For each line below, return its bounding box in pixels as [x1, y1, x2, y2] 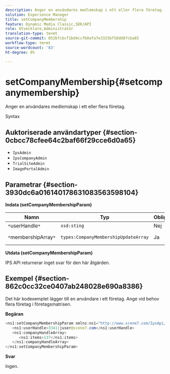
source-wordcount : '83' [5, 45, 56, 50]
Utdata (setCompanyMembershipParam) [5, 250, 93, 256]
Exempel [5, 274, 33, 283]
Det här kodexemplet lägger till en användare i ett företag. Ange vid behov [5, 295, 159, 302]
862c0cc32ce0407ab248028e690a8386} [5, 282, 143, 291]
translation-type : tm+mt [5, 31, 58, 36]
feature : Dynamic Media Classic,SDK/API [5, 21, 92, 27]
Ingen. [5, 363, 19, 369]
